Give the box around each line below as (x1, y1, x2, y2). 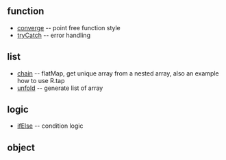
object (7, 141, 36, 153)
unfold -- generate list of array (16, 84, 103, 92)
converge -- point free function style (16, 23, 121, 32)
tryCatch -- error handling (16, 31, 91, 39)
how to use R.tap (16, 76, 65, 84)
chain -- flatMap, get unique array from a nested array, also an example (16, 69, 219, 78)
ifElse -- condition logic (16, 122, 84, 130)
